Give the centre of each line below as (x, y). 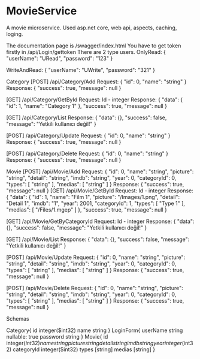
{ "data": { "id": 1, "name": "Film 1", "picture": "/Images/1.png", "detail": (93, 197)
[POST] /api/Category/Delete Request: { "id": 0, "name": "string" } (87, 153)
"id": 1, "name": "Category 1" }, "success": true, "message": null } (87, 105)
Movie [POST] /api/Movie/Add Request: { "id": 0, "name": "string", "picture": (100, 171)
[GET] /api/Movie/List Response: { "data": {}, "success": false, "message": (98, 239)
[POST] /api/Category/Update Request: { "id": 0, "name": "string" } (88, 135)
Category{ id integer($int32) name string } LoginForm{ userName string (95, 330)
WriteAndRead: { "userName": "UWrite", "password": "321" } (81, 70)
